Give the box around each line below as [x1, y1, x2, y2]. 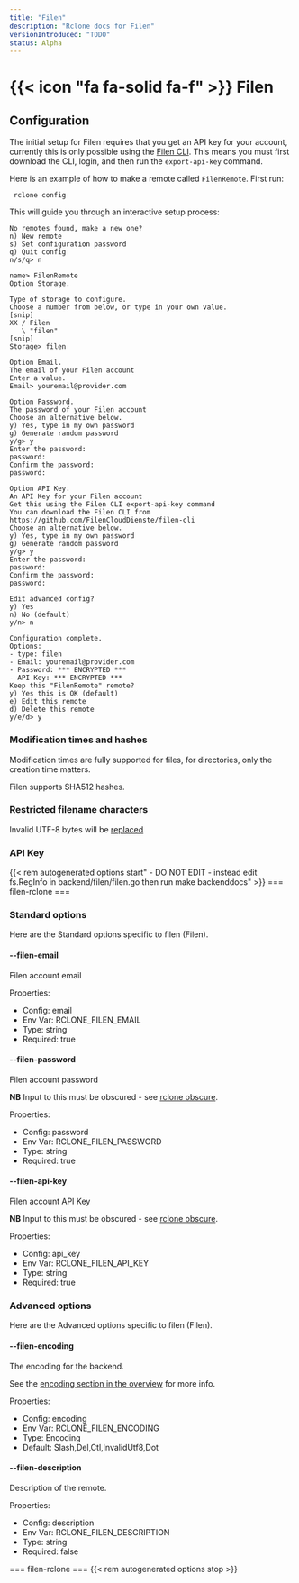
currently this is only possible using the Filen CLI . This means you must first [9, 146, 290, 158]
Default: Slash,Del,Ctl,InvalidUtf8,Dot [22, 1442, 159, 1452]
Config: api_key [22, 1249, 81, 1260]
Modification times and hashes [9, 733, 148, 746]
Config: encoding [22, 1413, 87, 1424]
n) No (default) [9, 610, 70, 620]
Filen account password [9, 1074, 99, 1085]
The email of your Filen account [9, 366, 135, 375]
